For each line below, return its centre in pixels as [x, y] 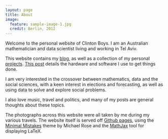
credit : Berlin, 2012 [33, 29]
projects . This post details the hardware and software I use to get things [80, 64]
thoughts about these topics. [35, 105]
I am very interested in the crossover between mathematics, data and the [82, 79]
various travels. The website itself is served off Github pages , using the [80, 120]
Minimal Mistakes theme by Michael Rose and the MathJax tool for [75, 126]
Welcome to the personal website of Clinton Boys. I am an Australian [77, 43]
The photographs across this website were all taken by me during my [77, 115]
